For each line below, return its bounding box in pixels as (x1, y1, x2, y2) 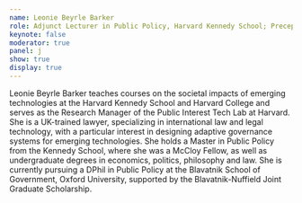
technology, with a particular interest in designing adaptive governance (9, 126, 272, 137)
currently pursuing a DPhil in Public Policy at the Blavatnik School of (9, 163, 261, 175)
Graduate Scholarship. (9, 183, 93, 194)
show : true (9, 55, 50, 64)
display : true (9, 64, 63, 73)
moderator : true (9, 38, 70, 48)
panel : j (9, 47, 42, 56)
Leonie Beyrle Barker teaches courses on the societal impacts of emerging (9, 87, 286, 99)
